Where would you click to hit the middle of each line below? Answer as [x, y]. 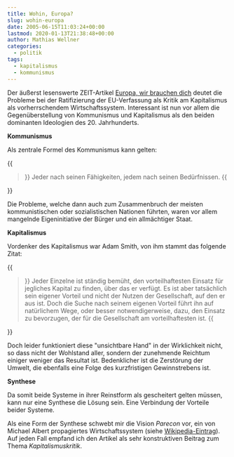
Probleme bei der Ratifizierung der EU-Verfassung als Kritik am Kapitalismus [117, 100]
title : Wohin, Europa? [40, 14]
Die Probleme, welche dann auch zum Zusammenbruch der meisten [105, 204]
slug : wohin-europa [36, 20]
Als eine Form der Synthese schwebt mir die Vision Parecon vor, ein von [111, 423]
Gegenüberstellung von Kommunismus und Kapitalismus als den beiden [111, 115]
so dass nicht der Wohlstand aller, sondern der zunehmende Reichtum [109, 352]
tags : [15, 60]
